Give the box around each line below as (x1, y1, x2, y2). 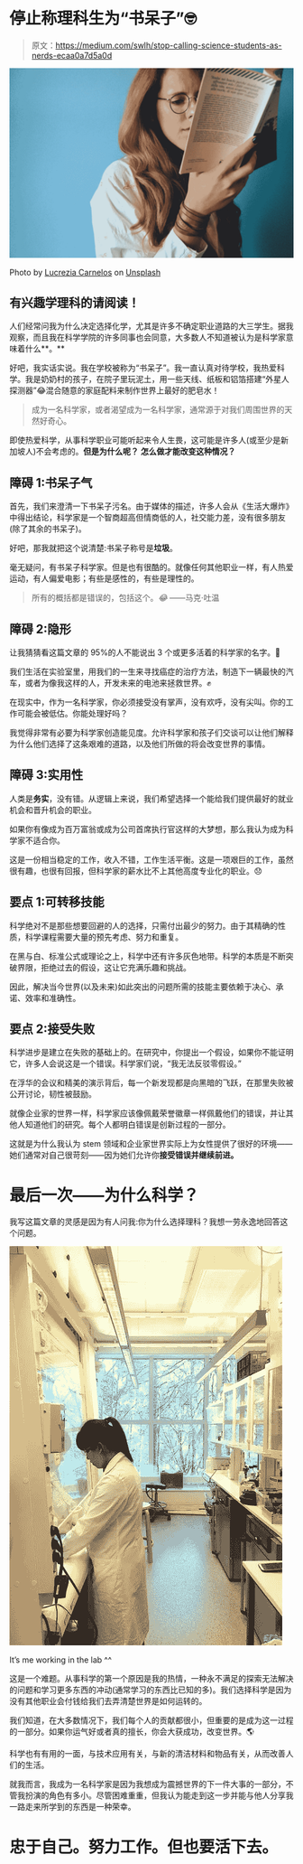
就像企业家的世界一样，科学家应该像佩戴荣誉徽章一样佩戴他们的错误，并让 (9, 1108, 286, 1119)
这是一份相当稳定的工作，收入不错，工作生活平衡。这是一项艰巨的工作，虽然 (9, 854, 294, 865)
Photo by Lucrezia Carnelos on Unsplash (9, 267, 161, 277)
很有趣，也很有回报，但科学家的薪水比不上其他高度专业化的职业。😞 (9, 865, 263, 876)
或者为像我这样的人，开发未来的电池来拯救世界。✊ (24, 678, 212, 688)
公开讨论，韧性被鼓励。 (9, 1089, 96, 1100)
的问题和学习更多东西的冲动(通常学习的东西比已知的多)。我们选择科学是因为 (9, 1684, 292, 1695)
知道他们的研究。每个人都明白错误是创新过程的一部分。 (24, 1119, 231, 1130)
